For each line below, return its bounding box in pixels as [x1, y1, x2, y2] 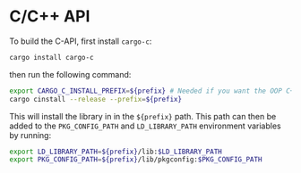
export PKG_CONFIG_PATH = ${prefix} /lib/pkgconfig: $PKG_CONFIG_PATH [9, 155, 262, 164]
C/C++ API [9, 6, 90, 27]
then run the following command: [9, 69, 132, 79]
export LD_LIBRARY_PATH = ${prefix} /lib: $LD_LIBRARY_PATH [9, 147, 222, 156]
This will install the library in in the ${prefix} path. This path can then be [9, 111, 277, 121]
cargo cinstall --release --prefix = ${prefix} [9, 95, 182, 103]
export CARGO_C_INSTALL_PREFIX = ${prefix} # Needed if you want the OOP [9, 86, 282, 95]
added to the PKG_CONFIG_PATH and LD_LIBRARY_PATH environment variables [9, 120, 281, 131]
